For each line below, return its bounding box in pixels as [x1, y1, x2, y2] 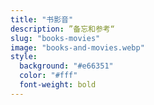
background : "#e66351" [19, 61, 114, 71]
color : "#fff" [19, 71, 78, 81]
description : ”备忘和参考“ [10, 24, 115, 34]
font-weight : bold [19, 80, 97, 90]
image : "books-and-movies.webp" [10, 42, 145, 53]
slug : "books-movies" [10, 33, 101, 43]
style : [10, 52, 38, 62]
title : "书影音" [10, 14, 74, 25]
